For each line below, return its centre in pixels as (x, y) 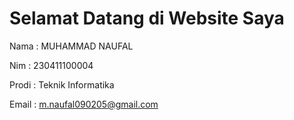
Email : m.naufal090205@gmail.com (84, 104)
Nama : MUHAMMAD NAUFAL (71, 46)
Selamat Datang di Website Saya (147, 18)
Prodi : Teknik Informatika (62, 84)
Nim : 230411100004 (51, 65)
